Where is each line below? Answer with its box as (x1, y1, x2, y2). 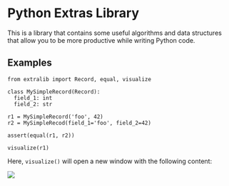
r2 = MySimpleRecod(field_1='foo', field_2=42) (7, 119, 152, 126)
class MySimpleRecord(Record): (7, 88, 101, 95)
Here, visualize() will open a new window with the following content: (7, 157, 213, 165)
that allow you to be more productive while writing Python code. (7, 36, 195, 44)
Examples (7, 57, 52, 69)
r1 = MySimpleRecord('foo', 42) (7, 113, 103, 120)
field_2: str (14, 100, 53, 108)
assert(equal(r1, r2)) (7, 132, 75, 139)
